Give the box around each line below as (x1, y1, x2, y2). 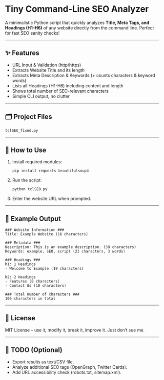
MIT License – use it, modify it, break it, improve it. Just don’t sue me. (5, 327, 145, 333)
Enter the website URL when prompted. (12, 196, 91, 202)
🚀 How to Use (5, 146, 46, 154)
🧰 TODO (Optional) (5, 346, 62, 354)
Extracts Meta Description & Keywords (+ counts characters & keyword (12, 72, 155, 78)
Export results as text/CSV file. (12, 359, 74, 365)
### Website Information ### (5, 227, 64, 232)
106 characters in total (5, 296, 56, 301)
